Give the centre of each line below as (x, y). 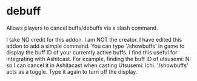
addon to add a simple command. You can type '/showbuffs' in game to (95, 46)
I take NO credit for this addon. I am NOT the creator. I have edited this (94, 39)
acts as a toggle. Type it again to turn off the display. (72, 71)
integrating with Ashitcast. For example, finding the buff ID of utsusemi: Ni (98, 59)
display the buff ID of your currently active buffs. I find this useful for (92, 52)
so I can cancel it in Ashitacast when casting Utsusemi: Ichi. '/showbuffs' (97, 65)
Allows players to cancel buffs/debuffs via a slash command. (82, 28)
